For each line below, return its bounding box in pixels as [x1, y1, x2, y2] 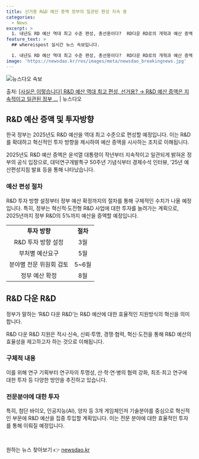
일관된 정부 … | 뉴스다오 [26, 95, 82, 102]
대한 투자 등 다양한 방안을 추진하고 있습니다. [6, 376, 108, 383]
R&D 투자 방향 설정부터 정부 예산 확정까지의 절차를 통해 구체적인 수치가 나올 [6, 197, 181, 204]
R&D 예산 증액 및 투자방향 [6, 114, 94, 125]
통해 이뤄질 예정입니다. [12, 422, 65, 429]
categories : [6, 14, 36, 20]
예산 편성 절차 [6, 183, 43, 191]
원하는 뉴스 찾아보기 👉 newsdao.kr [6, 447, 90, 454]
